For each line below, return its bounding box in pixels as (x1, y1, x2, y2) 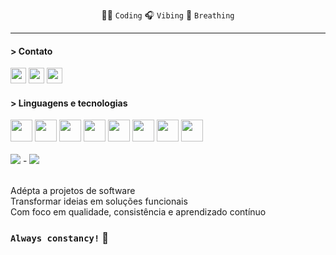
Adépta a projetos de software (10, 185, 136, 197)
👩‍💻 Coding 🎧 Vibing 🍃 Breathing (101, 9, 235, 21)
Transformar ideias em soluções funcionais (10, 195, 188, 208)
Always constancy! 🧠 (10, 231, 109, 245)
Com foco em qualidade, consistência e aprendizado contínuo (10, 206, 267, 218)
